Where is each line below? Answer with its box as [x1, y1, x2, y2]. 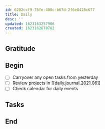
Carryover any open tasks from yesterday [12, 74, 98, 80]
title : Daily [5, 12, 32, 17]
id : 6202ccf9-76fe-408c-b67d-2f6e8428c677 [5, 7, 95, 12]
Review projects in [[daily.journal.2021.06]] [12, 80, 101, 86]
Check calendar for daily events [12, 86, 78, 92]
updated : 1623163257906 [5, 21, 55, 26]
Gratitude [5, 44, 36, 53]
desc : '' [5, 16, 23, 21]
